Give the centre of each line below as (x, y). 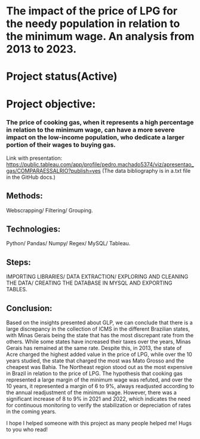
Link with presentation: (34, 158)
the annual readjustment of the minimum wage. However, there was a (92, 392)
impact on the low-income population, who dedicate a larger (96, 138)
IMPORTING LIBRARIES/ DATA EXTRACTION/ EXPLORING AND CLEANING (97, 277)
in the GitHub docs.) (31, 177)
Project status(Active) (62, 77)
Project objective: (51, 104)
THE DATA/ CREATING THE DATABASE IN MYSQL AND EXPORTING (89, 283)
